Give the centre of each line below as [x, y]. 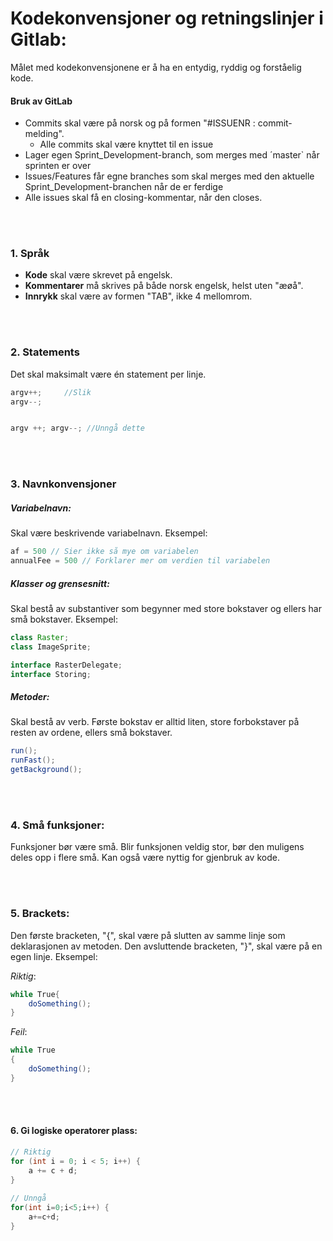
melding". [44, 134]
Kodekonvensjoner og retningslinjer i [167, 18]
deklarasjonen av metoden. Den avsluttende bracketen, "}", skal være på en [166, 946]
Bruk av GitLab [41, 101]
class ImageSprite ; [51, 647]
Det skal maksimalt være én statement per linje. [108, 374]
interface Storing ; [51, 674]
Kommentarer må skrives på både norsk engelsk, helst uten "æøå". [164, 286]
